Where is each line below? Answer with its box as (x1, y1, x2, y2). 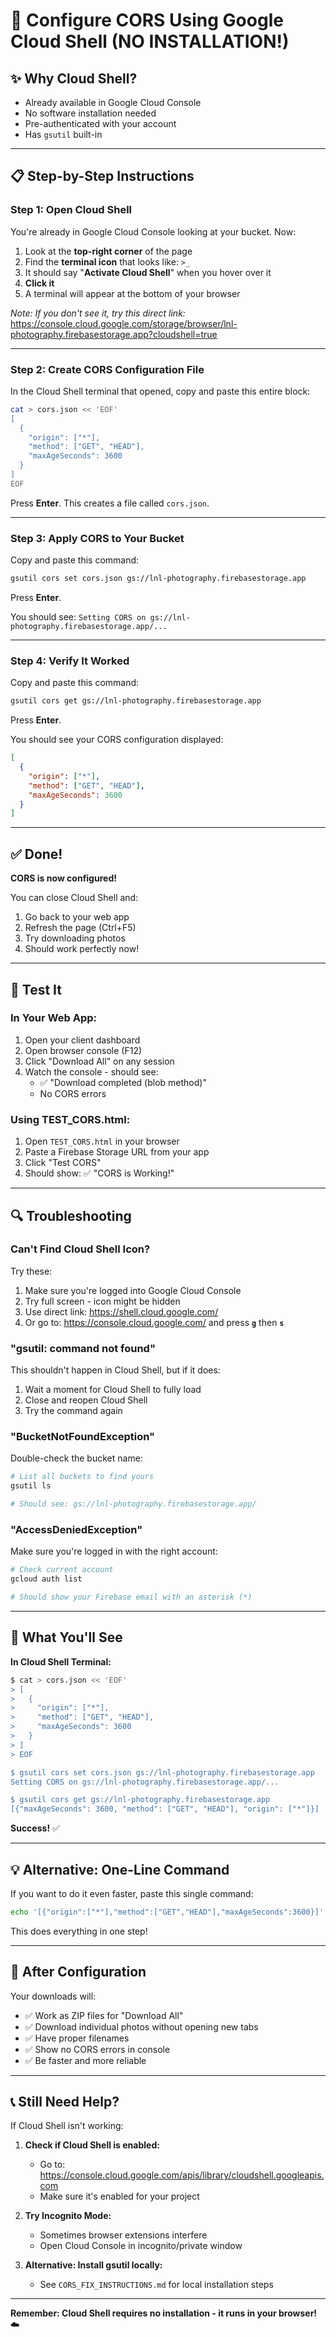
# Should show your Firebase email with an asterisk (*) (10, 1592, 253, 1603)
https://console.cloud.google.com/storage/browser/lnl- (10, 317, 238, 329)
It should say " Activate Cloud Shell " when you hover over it (24, 266, 272, 278)
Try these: (10, 1265, 53, 1277)
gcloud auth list (10, 1574, 83, 1584)
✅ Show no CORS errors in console (24, 2043, 171, 2055)
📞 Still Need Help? (10, 2094, 120, 2111)
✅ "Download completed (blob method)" (39, 1076, 207, 1088)
